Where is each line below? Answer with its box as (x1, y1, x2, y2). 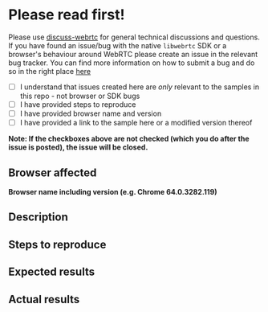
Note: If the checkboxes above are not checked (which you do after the (8, 134, 250, 144)
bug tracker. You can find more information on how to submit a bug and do (8, 58, 255, 68)
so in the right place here (8, 66, 91, 76)
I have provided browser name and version (19, 109, 162, 118)
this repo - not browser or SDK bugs (19, 91, 140, 101)
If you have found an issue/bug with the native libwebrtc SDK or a (8, 40, 227, 50)
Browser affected (8, 166, 97, 179)
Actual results (8, 292, 80, 306)
